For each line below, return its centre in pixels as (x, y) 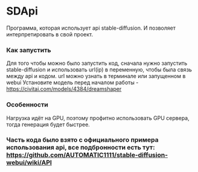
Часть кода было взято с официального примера (82, 140)
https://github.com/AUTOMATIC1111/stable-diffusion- (87, 155)
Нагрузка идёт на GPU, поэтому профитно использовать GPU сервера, (98, 118)
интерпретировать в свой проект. (50, 34)
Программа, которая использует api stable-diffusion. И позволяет (91, 28)
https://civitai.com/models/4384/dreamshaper (64, 89)
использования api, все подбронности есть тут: (81, 148)
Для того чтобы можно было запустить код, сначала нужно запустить (97, 63)
